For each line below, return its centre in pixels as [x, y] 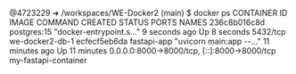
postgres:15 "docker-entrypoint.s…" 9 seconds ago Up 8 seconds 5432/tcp [148, 32]
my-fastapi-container [48, 60]
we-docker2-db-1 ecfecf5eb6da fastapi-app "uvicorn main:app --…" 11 [140, 41]
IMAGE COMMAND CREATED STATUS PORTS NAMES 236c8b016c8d [137, 22]
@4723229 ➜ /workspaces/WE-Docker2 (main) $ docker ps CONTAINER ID [148, 13]
